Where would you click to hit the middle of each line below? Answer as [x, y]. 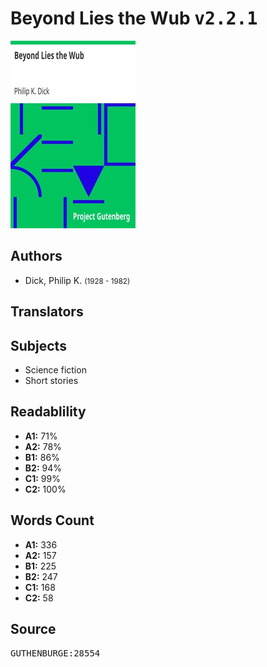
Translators [47, 312]
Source [33, 628]
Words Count [52, 520]
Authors [36, 256]
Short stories [51, 380]
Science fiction [55, 369]
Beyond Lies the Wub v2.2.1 [134, 18]
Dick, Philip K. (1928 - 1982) [77, 280]
